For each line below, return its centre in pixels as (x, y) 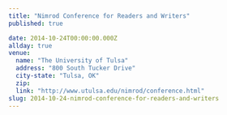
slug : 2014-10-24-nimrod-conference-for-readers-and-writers (114, 98)
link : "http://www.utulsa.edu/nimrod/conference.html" (110, 91)
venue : (19, 53)
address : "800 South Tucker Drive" (76, 68)
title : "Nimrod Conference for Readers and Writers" (99, 16)
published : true (36, 23)
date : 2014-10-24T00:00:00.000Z (63, 38)
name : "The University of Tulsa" (72, 61)
